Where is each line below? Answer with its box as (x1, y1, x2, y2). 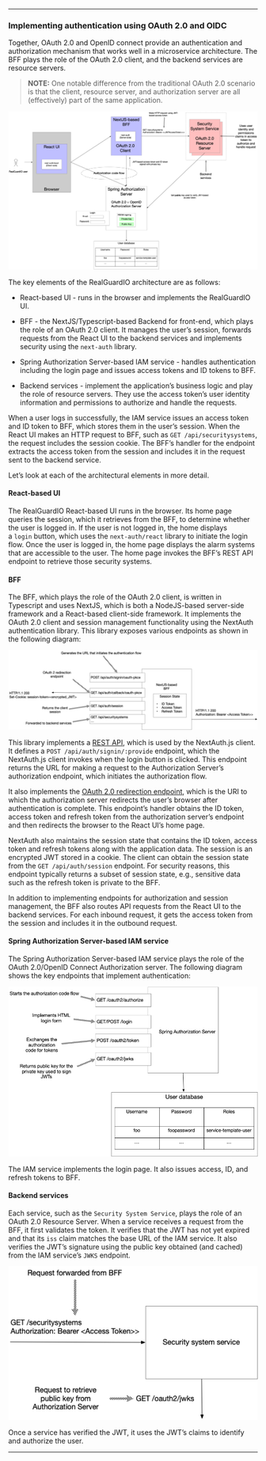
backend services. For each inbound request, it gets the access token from (8, 910, 253, 919)
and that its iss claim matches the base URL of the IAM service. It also (8, 1233, 237, 1243)
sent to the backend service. (8, 455, 101, 464)
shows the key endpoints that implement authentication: (8, 971, 192, 980)
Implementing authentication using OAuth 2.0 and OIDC (8, 20, 227, 31)
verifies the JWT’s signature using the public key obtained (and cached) (8, 1242, 243, 1251)
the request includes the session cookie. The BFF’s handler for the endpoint (8, 438, 256, 447)
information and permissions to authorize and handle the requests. (19, 398, 237, 407)
